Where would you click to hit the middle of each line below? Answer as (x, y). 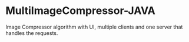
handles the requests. (32, 33)
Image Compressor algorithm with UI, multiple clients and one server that (94, 27)
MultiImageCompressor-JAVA (80, 11)
